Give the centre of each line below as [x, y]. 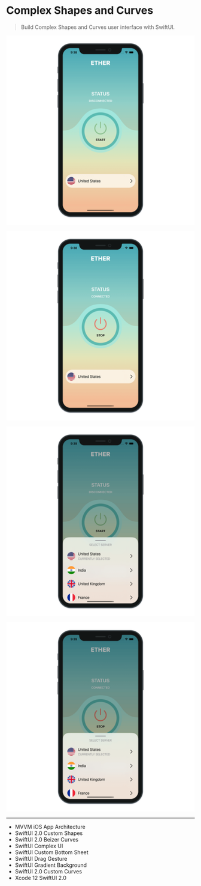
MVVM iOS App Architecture [50, 827]
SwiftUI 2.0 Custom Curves [48, 871]
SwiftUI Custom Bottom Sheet [51, 852]
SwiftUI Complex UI [39, 846]
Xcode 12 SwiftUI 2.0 [41, 878]
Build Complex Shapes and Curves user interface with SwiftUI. [98, 27]
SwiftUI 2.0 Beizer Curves [47, 839]
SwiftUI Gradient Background [51, 865]
